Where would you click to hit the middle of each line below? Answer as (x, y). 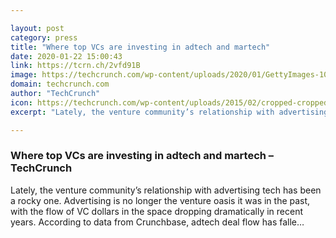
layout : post (37, 28)
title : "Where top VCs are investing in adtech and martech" (140, 47)
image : (24, 75)
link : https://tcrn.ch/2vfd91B (75, 66)
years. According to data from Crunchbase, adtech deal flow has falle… (157, 222)
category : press (44, 37)
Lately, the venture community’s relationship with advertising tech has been (166, 190)
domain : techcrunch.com (60, 84)
